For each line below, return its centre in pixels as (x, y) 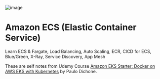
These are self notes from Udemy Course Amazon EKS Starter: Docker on (80, 66)
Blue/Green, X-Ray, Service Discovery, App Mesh (55, 56)
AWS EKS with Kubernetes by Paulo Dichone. (51, 71)
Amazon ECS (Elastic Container (71, 27)
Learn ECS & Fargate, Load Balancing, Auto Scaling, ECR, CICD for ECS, (78, 51)
